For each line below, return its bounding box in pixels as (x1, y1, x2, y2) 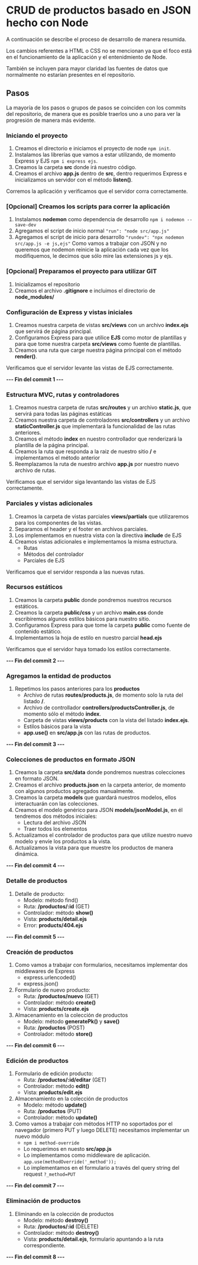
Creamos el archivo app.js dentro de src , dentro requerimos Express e (14, 170, 187, 177)
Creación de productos (6, 947, 74, 956)
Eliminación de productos (6, 1197, 81, 1205)
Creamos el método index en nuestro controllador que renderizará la (14, 435, 183, 442)
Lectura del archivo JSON (23, 819, 87, 826)
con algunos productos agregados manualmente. (14, 788, 135, 795)
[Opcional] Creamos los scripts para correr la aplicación (6, 202, 170, 211)
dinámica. (14, 850, 39, 858)
